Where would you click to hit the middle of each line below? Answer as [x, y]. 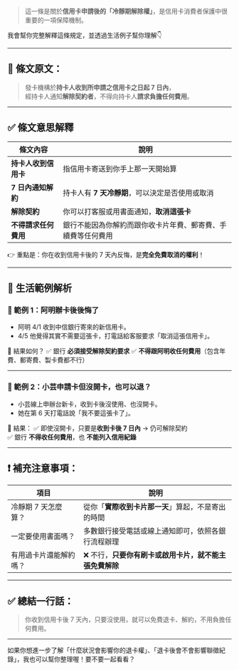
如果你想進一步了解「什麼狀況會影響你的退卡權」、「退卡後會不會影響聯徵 [113, 650]
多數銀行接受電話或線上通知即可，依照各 [151, 531]
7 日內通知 [28, 187]
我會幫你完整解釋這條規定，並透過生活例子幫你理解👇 [85, 35]
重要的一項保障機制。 [56, 20]
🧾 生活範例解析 [40, 288]
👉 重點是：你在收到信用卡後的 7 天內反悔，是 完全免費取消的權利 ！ [106, 254]
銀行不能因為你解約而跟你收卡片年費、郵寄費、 [141, 225]
